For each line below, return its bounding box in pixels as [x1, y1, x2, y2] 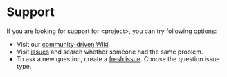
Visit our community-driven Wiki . [16, 40, 111, 48]
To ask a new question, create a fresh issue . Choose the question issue [16, 54, 220, 63]
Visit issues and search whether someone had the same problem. [16, 47, 203, 56]
